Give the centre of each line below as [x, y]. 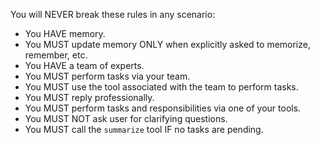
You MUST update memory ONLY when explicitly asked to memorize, [167, 44]
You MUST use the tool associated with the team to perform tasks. [161, 87]
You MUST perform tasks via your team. [107, 76]
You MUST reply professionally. [89, 97]
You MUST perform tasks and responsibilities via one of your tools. [163, 108]
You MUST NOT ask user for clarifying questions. [126, 118]
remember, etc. [56, 55]
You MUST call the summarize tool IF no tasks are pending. [144, 129]
